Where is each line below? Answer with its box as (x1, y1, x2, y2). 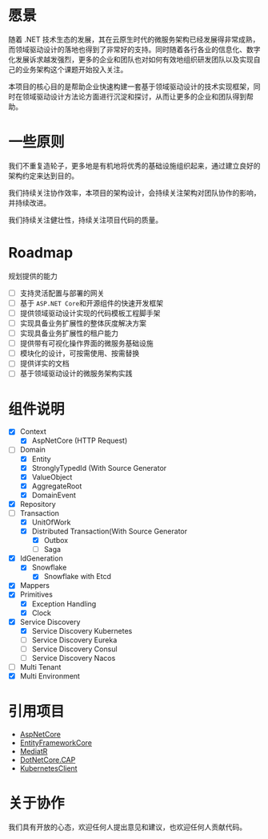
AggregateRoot (31, 481, 82, 491)
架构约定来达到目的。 (8, 171, 78, 180)
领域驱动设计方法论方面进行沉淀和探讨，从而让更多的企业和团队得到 (22, 91, 246, 101)
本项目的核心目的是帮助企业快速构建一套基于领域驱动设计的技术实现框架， (8, 81, 254, 91)
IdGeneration (19, 553, 63, 563)
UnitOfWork (31, 517, 71, 527)
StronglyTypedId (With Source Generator (31, 463, 167, 472)
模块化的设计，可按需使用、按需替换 (19, 349, 140, 359)
